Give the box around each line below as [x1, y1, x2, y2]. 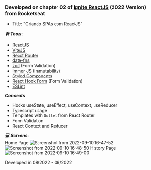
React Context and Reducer [12, 123, 68, 129]
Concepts [5, 93, 25, 99]
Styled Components [12, 73, 53, 79]
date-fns [12, 57, 30, 63]
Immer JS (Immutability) [12, 68, 61, 74]
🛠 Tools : [5, 31, 23, 37]
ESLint [12, 83, 25, 89]
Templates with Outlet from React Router [12, 113, 95, 118]
